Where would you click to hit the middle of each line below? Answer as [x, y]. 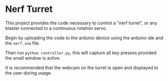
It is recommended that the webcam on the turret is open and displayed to [82, 68]
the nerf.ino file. [23, 43]
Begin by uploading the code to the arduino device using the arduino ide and [84, 38]
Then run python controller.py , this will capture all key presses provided [81, 53]
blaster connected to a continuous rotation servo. [56, 28]
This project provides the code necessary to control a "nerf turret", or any [81, 23]
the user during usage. [29, 73]
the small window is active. [33, 58]
